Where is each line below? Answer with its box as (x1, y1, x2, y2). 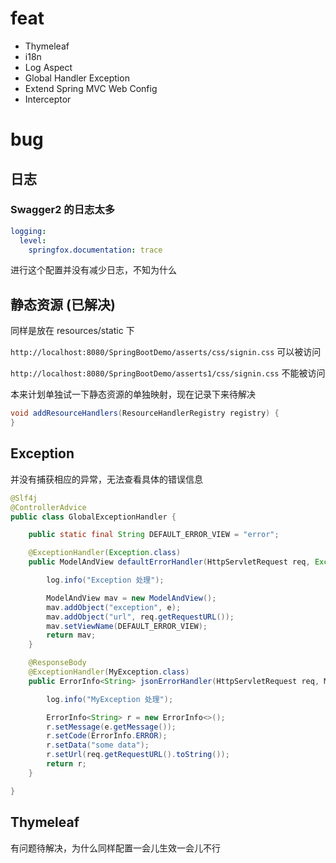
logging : (10, 226, 47, 236)
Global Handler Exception (24, 72, 130, 84)
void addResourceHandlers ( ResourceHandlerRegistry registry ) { (10, 408, 280, 419)
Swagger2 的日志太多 (10, 203, 116, 217)
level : (19, 235, 47, 246)
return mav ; (46, 630, 97, 641)
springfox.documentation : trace (28, 245, 163, 255)
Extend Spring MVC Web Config (24, 82, 158, 94)
